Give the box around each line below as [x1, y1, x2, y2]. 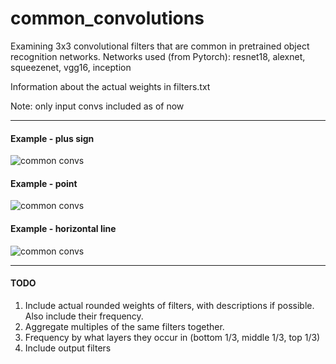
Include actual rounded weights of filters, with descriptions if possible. [24, 299, 315, 311]
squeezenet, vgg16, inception [10, 61, 132, 73]
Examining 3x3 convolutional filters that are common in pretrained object [10, 40, 310, 52]
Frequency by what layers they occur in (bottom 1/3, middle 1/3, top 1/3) [24, 331, 321, 343]
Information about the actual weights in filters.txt [10, 80, 211, 92]
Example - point [10, 177, 78, 189]
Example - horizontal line [10, 222, 117, 234]
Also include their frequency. [24, 310, 144, 322]
